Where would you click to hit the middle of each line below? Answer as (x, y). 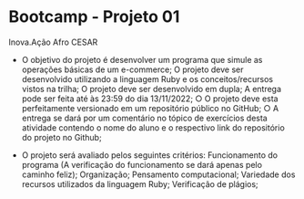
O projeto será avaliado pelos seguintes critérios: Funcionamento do (150, 155)
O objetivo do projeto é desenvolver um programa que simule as (142, 59)
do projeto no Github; (61, 137)
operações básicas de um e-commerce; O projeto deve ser (132, 69)
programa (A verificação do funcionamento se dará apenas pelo (142, 164)
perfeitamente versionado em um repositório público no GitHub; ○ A (150, 108)
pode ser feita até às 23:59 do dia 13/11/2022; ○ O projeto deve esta (150, 99)
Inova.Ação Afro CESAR (53, 42)
